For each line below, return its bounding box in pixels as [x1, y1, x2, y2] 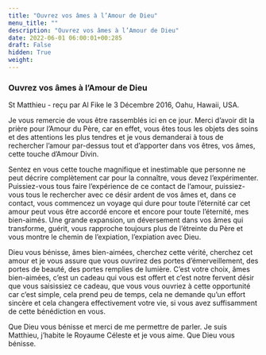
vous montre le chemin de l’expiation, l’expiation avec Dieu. [8, 232, 202, 242]
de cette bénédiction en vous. [8, 307, 106, 316]
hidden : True [8, 48, 52, 56]
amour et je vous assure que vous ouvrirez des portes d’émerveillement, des [8, 256, 259, 266]
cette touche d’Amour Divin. [8, 149, 99, 159]
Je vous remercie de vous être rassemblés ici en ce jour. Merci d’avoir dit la [8, 116, 255, 125]
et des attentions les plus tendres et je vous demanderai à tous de [8, 133, 224, 142]
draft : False [8, 41, 52, 49]
